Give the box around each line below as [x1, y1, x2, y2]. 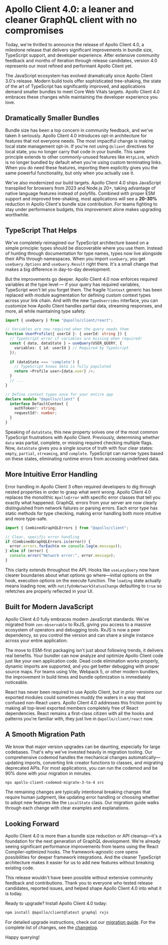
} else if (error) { [5, 549, 49, 554]
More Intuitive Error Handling [5, 470, 98, 479]
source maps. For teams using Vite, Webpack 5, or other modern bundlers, [5, 668, 159, 674]
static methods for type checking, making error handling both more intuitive [5, 510, 161, 516]
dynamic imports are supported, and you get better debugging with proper [5, 663, 159, 669]
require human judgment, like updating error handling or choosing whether [5, 794, 159, 800]
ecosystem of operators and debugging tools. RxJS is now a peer [5, 626, 140, 633]
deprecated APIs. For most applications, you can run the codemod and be [5, 765, 158, 771]
